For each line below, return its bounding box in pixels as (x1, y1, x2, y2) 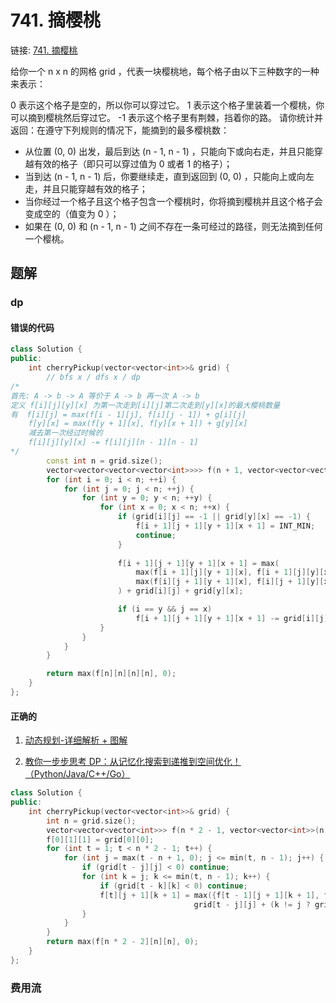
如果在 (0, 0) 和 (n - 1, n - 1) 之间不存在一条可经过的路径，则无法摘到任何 (24, 220, 323, 232)
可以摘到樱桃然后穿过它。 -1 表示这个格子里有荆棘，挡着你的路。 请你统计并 (10, 111, 323, 123)
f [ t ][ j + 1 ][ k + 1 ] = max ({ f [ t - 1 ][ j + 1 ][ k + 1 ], (99, 890, 320, 900)
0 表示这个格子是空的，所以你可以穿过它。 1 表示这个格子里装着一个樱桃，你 (10, 99, 325, 111)
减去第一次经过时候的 (28, 428, 103, 438)
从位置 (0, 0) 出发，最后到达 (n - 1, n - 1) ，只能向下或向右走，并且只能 (24, 145, 315, 157)
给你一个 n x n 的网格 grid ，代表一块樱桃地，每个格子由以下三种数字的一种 (10, 65, 320, 77)
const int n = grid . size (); (46, 456, 163, 466)
